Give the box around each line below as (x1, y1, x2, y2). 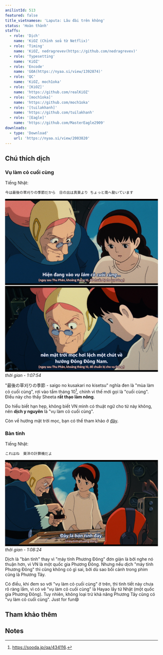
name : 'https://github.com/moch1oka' (14, 100, 90, 105)
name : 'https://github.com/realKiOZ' (14, 90, 90, 95)
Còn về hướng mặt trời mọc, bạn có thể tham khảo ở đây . (5, 418, 119, 424)
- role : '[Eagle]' (9, 115, 47, 120)
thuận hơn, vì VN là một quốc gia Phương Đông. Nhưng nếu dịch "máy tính (5, 561, 154, 567)
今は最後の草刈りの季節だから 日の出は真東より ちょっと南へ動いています (5, 190, 133, 195)
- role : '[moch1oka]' (9, 95, 53, 99)
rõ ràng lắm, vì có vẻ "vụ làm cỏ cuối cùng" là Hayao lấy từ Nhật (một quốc (5, 586, 155, 592)
